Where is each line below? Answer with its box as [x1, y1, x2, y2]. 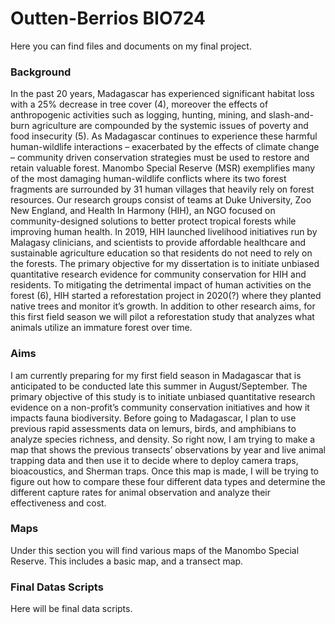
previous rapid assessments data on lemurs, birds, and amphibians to [10, 422, 297, 434]
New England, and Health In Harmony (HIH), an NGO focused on [10, 205, 276, 217]
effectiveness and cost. [10, 497, 107, 509]
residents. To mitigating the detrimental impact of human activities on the [10, 279, 312, 291]
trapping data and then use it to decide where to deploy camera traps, [10, 454, 299, 466]
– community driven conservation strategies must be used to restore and [10, 152, 310, 164]
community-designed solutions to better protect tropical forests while [10, 215, 297, 227]
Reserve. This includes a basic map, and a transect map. [10, 555, 244, 567]
